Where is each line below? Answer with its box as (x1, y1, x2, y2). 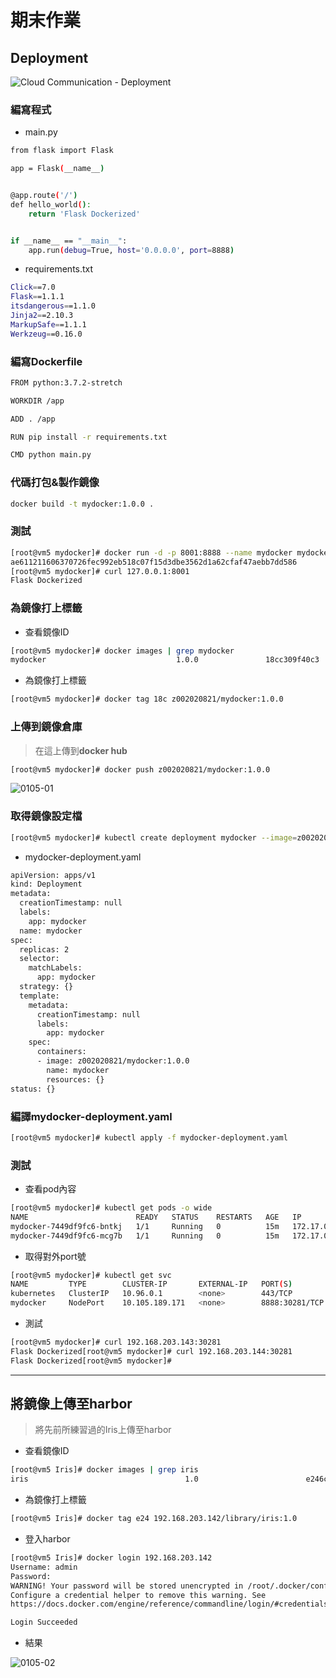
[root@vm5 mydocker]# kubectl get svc (10, 1270, 172, 1280)
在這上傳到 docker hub (34, 744, 128, 756)
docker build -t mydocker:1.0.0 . (10, 499, 155, 509)
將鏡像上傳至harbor (10, 1396, 133, 1413)
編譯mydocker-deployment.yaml (10, 1109, 173, 1123)
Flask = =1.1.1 (10, 292, 65, 302)
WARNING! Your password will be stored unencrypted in (10, 1581, 244, 1591)
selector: (19, 954, 60, 964)
